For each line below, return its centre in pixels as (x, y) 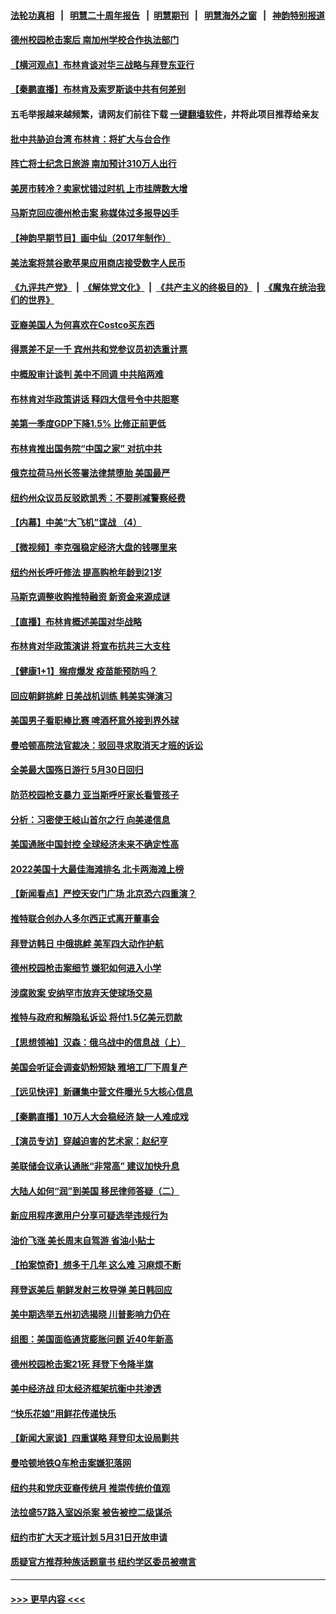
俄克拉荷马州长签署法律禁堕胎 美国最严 (90, 473)
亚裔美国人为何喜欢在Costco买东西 (82, 324)
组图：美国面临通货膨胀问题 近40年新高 (92, 1339)
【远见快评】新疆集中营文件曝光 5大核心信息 (102, 1092)
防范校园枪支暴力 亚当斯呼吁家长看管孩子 (95, 794)
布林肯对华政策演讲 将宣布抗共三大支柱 (90, 646)
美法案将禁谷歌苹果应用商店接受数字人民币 (98, 262)
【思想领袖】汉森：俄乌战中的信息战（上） (98, 1042)
